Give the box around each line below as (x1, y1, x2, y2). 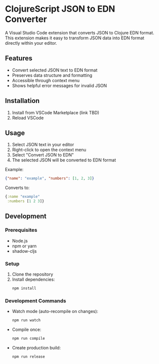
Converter (5, 14, 47, 25)
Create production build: (12, 345, 61, 350)
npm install (12, 286, 36, 291)
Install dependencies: (12, 276, 55, 282)
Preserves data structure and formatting (12, 72, 93, 78)
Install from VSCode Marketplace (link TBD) (12, 109, 99, 115)
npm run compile (12, 336, 45, 341)
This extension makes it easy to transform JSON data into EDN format (5, 35, 144, 41)
